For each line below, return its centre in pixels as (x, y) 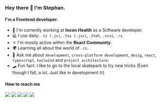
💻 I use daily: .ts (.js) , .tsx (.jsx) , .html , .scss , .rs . (68, 35)
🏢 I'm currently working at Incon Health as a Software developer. (77, 30)
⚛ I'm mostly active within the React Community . (62, 43)
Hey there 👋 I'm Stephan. (35, 8)
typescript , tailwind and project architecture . (60, 60)
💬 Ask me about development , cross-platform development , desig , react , (84, 55)
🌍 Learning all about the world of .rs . (50, 48)
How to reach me (23, 84)
